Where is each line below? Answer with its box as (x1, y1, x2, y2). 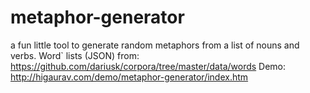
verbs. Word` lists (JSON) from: (10, 49, 140, 61)
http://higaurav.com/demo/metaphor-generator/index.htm (10, 71, 249, 83)
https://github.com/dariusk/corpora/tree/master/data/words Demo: (10, 60, 287, 72)
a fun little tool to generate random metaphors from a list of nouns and (10, 39, 300, 51)
